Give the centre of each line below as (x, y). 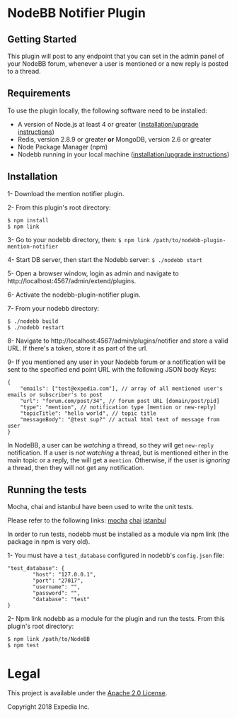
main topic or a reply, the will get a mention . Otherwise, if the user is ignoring (119, 460)
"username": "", (57, 587)
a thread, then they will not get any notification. (76, 467)
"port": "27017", (58, 581)
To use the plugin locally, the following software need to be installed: (107, 110)
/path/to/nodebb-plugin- (190, 240)
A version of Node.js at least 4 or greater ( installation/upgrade (108, 124)
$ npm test (23, 646)
